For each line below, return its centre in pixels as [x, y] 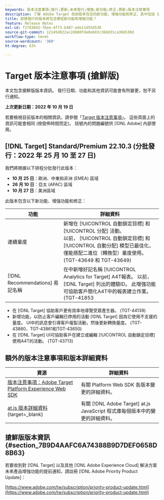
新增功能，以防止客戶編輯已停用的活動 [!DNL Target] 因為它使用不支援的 [85, 317]
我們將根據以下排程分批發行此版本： [41, 168]
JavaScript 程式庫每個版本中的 [116, 411]
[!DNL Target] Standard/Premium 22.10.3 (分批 [77, 146]
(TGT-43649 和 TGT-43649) [97, 260]
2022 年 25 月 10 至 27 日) [57, 155]
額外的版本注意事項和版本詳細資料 [56, 358]
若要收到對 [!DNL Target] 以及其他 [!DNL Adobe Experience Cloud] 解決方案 [81, 465]
